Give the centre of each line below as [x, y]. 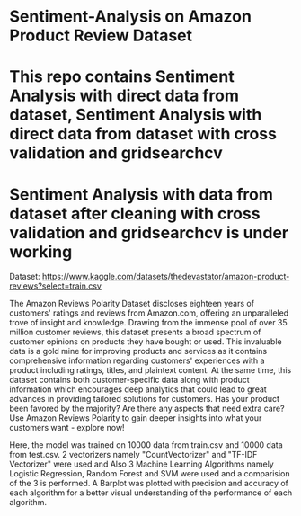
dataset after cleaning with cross [135, 214]
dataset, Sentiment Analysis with [136, 115]
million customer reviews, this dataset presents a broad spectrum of [135, 332]
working [41, 251]
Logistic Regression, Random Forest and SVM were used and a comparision [150, 474]
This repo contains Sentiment [122, 77]
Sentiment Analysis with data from [142, 194]
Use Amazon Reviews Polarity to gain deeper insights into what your [136, 418]
